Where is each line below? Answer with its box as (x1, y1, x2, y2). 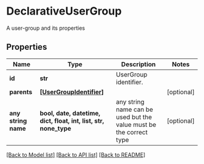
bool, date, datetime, (39, 109, 101, 117)
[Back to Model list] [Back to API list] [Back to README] (6, 151, 146, 159)
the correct (116, 128, 148, 136)
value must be (116, 120, 157, 129)
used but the (116, 112, 152, 121)
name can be (116, 105, 154, 114)
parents (9, 87, 32, 96)
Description (121, 60, 156, 68)
